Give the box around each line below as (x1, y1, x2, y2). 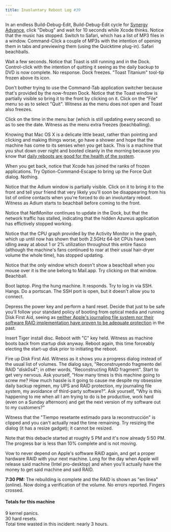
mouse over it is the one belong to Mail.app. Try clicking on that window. (5, 267, 157, 273)
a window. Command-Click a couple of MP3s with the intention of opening (5, 38, 161, 44)
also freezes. (5, 106, 33, 112)
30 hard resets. (5, 515, 37, 521)
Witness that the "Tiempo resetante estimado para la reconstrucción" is (5, 414, 156, 420)
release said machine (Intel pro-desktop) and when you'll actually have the (5, 461, 162, 467)
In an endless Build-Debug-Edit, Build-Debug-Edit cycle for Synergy (5, 21, 148, 28)
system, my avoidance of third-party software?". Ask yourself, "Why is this (5, 388, 162, 394)
